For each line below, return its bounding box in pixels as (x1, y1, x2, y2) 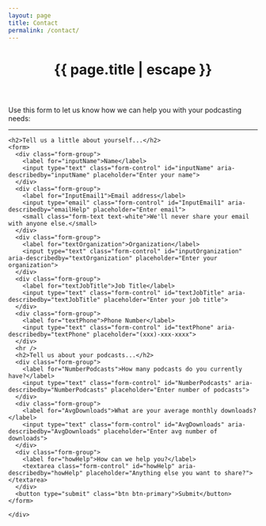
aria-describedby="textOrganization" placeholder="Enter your (8, 254, 218, 262)
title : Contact (8, 19, 59, 27)
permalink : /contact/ (8, 26, 80, 34)
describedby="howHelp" (8, 469, 83, 477)
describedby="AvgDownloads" (8, 427, 101, 436)
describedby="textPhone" (8, 330, 90, 338)
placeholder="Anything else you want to (85, 469, 222, 477)
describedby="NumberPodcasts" (8, 386, 108, 394)
